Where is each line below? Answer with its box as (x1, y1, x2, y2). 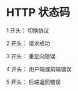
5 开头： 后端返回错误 (6, 78, 61, 86)
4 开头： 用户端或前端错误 (6, 65, 72, 73)
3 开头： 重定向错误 (6, 52, 56, 59)
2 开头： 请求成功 (6, 39, 51, 47)
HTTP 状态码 (6, 5, 71, 19)
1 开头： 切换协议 (6, 27, 49, 34)
